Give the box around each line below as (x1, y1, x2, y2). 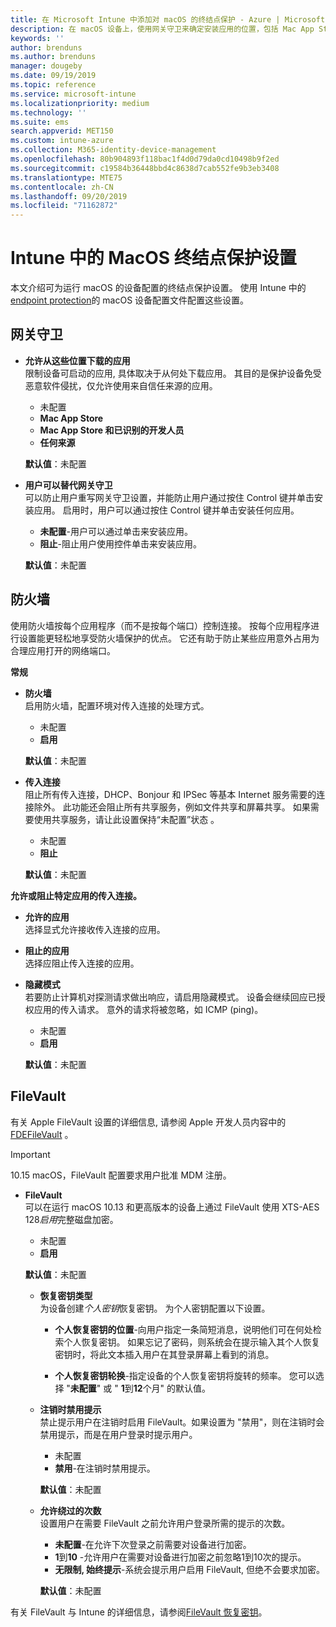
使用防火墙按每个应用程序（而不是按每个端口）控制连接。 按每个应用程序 (10, 619, 311, 631)
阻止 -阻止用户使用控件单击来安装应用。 (39, 537, 203, 550)
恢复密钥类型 (39, 1289, 93, 1301)
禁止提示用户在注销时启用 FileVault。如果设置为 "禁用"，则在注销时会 (39, 1416, 325, 1428)
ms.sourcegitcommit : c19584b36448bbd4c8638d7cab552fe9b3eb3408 (10, 163, 280, 173)
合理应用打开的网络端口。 (10, 644, 116, 656)
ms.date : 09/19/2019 (10, 71, 97, 81)
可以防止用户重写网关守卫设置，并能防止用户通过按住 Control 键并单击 (24, 491, 315, 503)
